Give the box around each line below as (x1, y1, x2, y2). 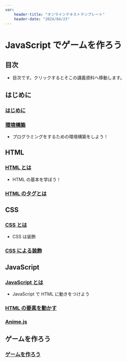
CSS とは (5, 221, 27, 228)
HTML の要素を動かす (5, 304, 57, 311)
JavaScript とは (5, 279, 44, 286)
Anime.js (5, 318, 27, 325)
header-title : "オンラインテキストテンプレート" (14, 12, 105, 17)
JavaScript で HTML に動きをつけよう (12, 291, 90, 297)
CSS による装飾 (5, 247, 42, 254)
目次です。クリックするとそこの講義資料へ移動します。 (12, 75, 125, 81)
